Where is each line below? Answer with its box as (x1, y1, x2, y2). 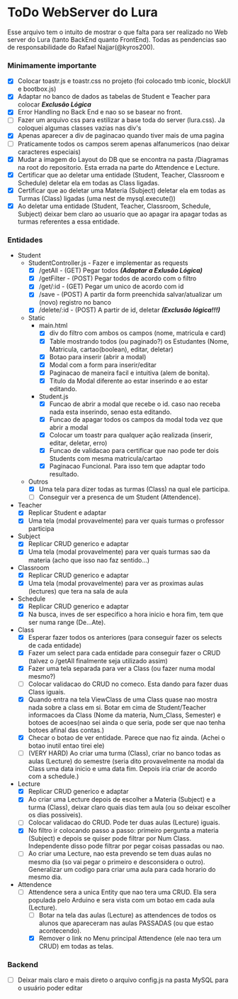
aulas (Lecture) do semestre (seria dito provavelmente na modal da (28, 757, 225, 765)
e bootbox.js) (17, 84, 57, 93)
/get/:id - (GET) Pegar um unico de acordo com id (38, 282, 184, 291)
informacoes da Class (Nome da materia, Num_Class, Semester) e (28, 711, 221, 719)
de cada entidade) (28, 640, 82, 650)
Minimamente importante (7, 60, 97, 70)
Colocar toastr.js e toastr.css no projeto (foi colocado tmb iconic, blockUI (17, 77, 231, 85)
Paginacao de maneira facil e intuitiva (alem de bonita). (49, 369, 210, 377)
